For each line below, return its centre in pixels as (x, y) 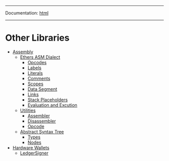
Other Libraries (37, 38)
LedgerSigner (34, 153)
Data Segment (42, 89)
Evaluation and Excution (52, 105)
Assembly (23, 52)
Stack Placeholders (48, 100)
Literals (35, 73)
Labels (34, 68)
